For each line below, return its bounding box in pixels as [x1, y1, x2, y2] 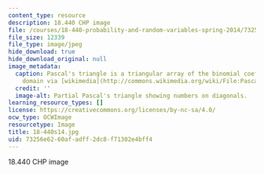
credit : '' [15, 84, 51, 92]
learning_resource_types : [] [8, 99, 104, 107]
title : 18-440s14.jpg [8, 128, 79, 136]
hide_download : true [8, 48, 76, 56]
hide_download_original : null [8, 56, 108, 63]
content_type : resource [8, 11, 86, 20]
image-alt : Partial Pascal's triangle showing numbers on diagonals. [15, 92, 247, 100]
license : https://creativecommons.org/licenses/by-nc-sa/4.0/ [8, 107, 216, 114]
